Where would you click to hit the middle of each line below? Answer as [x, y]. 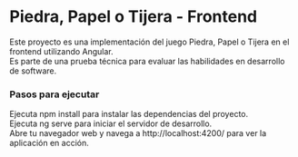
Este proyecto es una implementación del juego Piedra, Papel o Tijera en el [149, 42]
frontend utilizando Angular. [61, 51]
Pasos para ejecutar [55, 94]
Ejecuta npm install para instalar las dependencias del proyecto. [129, 114]
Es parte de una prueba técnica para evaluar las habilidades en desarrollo [147, 61]
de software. [33, 71]
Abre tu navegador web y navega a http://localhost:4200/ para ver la [138, 133]
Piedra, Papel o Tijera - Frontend [133, 17]
